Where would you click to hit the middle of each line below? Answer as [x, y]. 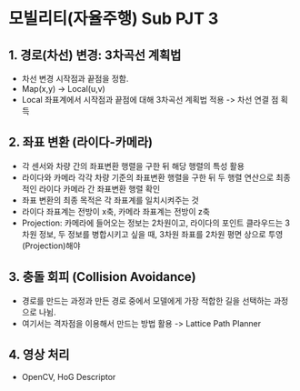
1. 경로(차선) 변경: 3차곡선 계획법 [95, 55]
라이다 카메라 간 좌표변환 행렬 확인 [100, 188]
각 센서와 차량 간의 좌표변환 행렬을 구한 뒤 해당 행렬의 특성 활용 [133, 165]
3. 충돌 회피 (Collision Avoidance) [102, 277]
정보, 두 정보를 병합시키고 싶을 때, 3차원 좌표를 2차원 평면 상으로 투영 [161, 234]
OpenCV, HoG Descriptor [69, 377]
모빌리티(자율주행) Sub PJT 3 [114, 19]
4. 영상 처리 [39, 355]
